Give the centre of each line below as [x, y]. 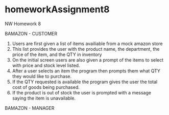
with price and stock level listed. [46, 65]
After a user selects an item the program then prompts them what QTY [86, 71]
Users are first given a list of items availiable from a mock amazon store [87, 43]
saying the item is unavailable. [44, 98]
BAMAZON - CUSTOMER [31, 33]
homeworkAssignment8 [57, 9]
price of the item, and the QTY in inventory [57, 54]
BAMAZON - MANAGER [30, 108]
